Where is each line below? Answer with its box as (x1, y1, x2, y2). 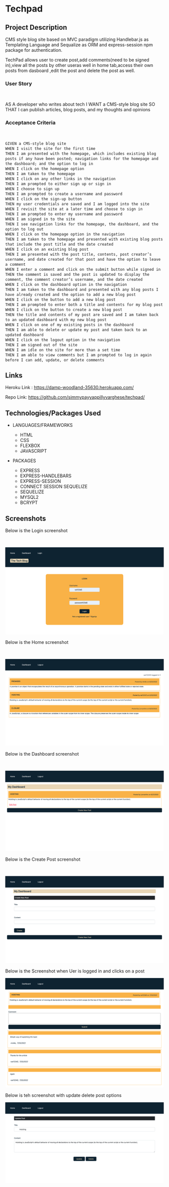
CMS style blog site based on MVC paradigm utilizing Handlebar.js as (5, 36, 149, 42)
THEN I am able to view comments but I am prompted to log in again (5, 352, 152, 357)
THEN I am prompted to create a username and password (5, 191, 123, 196)
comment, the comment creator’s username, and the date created (5, 277, 143, 282)
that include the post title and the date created (5, 242, 114, 247)
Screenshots (5, 514, 46, 523)
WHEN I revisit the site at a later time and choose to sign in (5, 206, 143, 211)
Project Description (5, 23, 67, 32)
